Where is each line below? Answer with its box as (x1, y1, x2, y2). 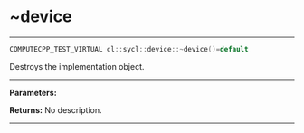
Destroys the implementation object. (9, 61, 145, 71)
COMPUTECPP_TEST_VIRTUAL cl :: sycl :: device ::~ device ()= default (9, 44, 249, 53)
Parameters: (9, 87, 57, 98)
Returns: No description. (9, 104, 102, 115)
